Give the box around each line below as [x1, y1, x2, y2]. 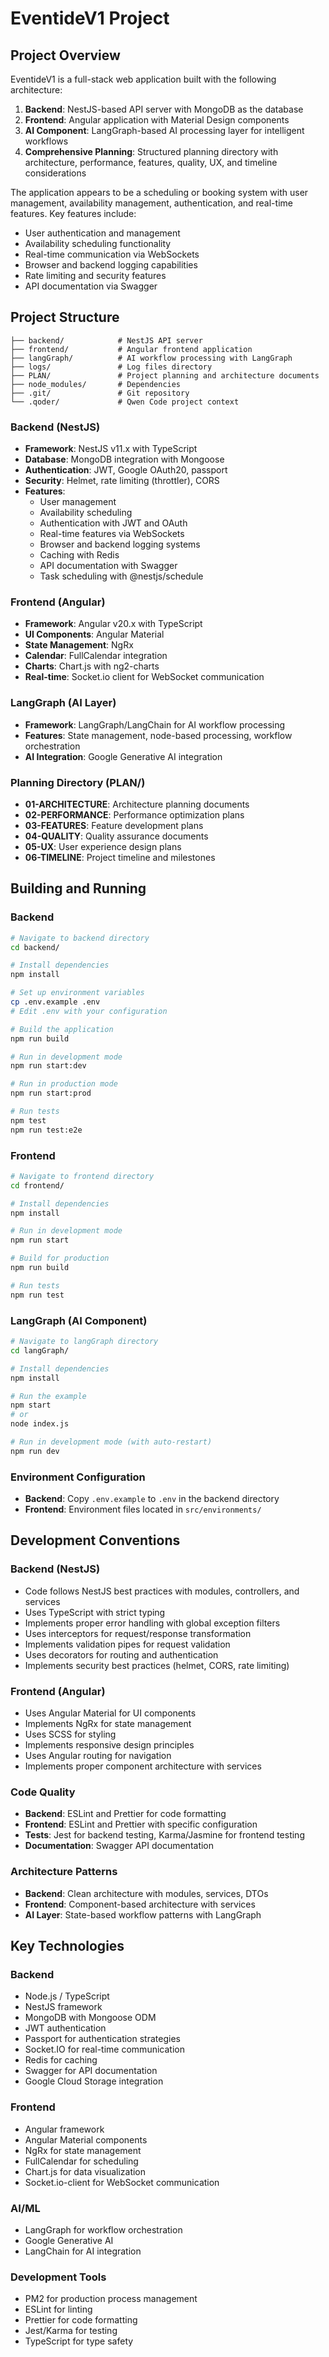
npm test [10, 1115, 47, 1126]
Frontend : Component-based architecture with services [24, 1898, 256, 1910]
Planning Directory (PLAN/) [10, 775, 146, 789]
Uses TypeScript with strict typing [24, 1606, 166, 1618]
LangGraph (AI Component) [10, 1313, 148, 1327]
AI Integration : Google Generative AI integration [24, 750, 223, 762]
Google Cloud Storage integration [24, 2075, 164, 2087]
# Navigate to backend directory [10, 933, 150, 943]
